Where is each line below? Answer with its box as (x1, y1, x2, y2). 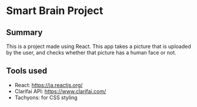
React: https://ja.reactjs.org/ (14, 81, 83, 88)
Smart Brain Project (6, 4, 103, 18)
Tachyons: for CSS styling (14, 94, 78, 101)
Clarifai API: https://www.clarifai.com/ (14, 88, 106, 95)
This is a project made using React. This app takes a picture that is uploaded (6, 43, 191, 50)
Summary (6, 27, 43, 37)
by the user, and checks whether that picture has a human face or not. (6, 49, 176, 56)
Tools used (6, 66, 48, 76)
